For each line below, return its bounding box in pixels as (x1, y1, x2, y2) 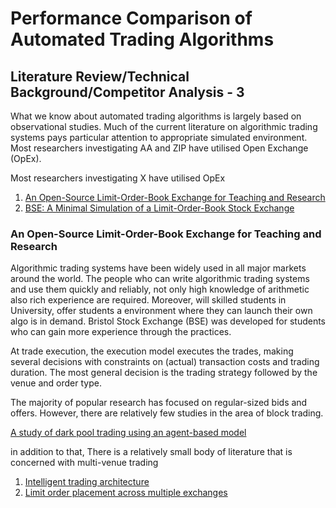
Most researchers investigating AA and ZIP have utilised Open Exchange (10, 142, 309, 154)
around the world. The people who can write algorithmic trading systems (10, 273, 310, 285)
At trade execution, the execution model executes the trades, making (10, 345, 294, 357)
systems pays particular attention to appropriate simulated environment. (10, 132, 308, 143)
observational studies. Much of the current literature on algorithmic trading (10, 121, 318, 132)
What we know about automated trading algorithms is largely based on (10, 110, 302, 122)
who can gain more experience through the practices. (10, 326, 232, 338)
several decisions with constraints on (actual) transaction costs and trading (10, 356, 320, 368)
